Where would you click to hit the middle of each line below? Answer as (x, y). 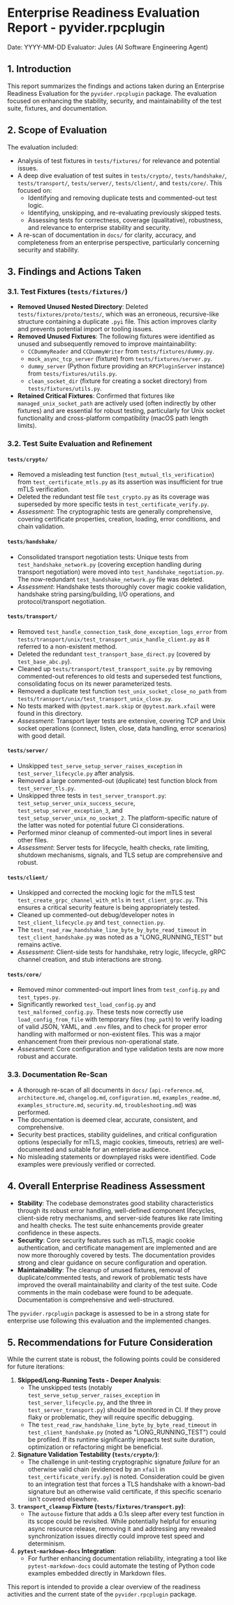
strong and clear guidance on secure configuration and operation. (112, 1262)
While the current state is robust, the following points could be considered (114, 1359)
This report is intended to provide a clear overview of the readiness (104, 1587)
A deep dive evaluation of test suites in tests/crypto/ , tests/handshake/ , (122, 175)
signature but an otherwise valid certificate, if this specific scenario (125, 1492)
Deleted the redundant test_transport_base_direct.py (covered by (114, 654)
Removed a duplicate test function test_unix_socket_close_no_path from (122, 691)
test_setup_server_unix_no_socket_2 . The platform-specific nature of (117, 818)
